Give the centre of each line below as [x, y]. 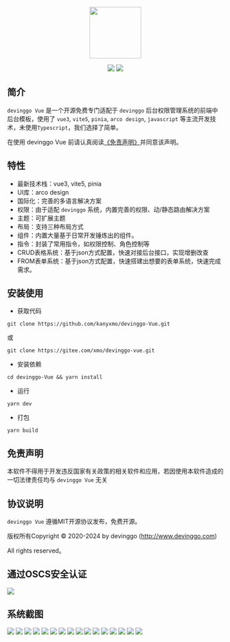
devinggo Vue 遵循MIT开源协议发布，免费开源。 [74, 522]
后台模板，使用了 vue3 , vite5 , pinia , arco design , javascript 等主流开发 [109, 119]
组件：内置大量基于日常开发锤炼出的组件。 [77, 235]
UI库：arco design [43, 192]
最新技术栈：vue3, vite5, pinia [59, 184]
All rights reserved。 [36, 551]
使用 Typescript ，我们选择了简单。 [73, 127]
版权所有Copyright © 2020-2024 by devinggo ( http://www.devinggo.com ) [112, 536]
